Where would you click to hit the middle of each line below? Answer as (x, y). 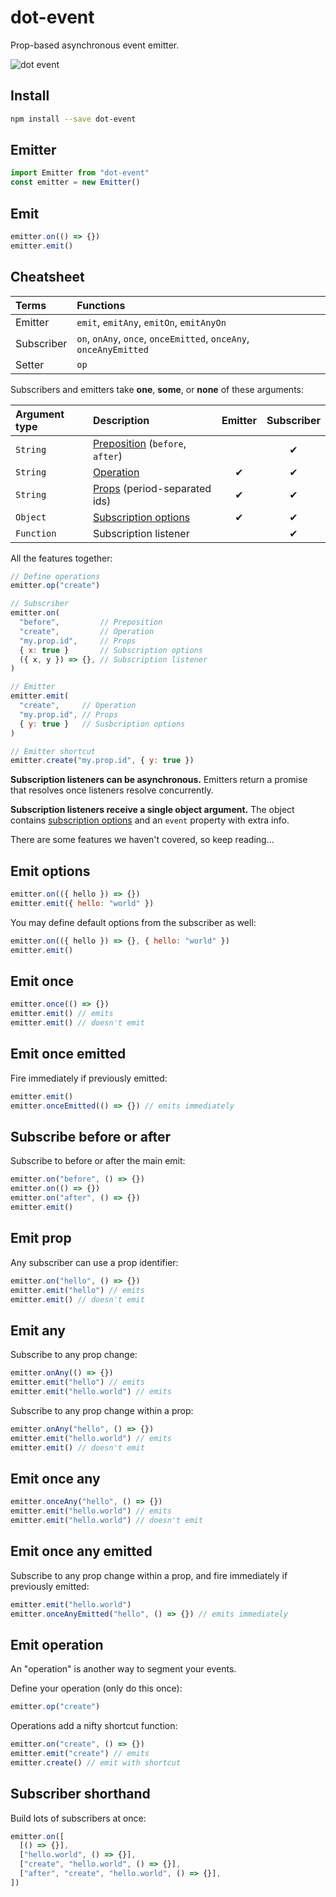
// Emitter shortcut (53, 751)
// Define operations (55, 576)
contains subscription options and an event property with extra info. (150, 820)
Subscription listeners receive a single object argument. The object (152, 810)
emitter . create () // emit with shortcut (96, 1762)
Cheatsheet (47, 277)
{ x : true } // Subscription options (111, 650)
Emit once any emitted (81, 1551)
